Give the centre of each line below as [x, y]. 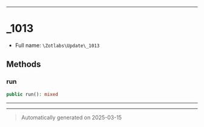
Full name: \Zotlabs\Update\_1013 [57, 45]
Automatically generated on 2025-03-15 [71, 117]
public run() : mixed [32, 94]
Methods [24, 64]
